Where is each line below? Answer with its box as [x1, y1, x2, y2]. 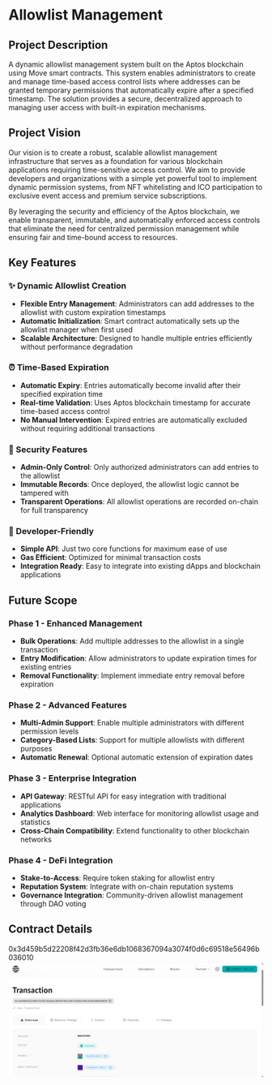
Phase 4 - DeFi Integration [8, 855, 113, 866]
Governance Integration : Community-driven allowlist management [19, 890, 244, 900]
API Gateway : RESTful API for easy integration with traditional [19, 791, 227, 801]
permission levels [19, 726, 79, 736]
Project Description [8, 38, 108, 52]
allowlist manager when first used [19, 325, 134, 334]
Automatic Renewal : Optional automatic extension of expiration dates [19, 752, 253, 762]
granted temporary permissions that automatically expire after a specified [8, 85, 253, 95]
